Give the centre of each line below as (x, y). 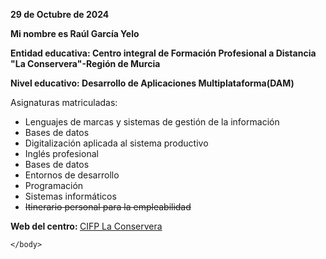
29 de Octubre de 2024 (60, 14)
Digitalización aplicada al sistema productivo (116, 143)
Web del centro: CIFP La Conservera (86, 226)
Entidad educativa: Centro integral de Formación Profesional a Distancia (163, 53)
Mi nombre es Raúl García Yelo (75, 33)
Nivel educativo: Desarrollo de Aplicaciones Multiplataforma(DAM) (152, 83)
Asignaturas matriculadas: (64, 102)
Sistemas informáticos (70, 196)
